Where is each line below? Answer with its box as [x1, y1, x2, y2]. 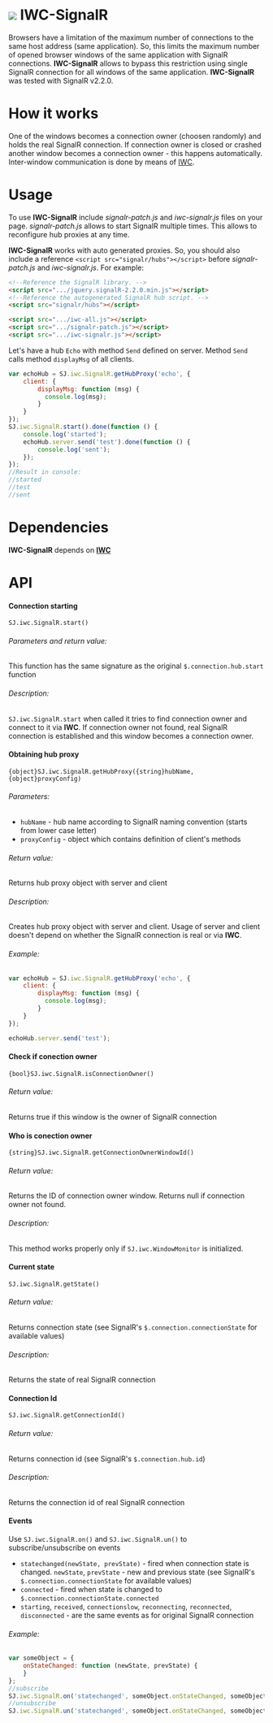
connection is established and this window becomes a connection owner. [8, 731, 254, 740]
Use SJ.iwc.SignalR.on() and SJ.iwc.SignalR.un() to [8, 1534, 188, 1543]
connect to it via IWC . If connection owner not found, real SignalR [8, 722, 228, 732]
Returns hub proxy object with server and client [8, 878, 168, 888]
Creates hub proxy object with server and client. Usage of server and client [8, 922, 260, 931]
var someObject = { [8, 1654, 75, 1663]
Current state [8, 1262, 55, 1272]
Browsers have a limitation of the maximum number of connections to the [8, 33, 254, 42]
